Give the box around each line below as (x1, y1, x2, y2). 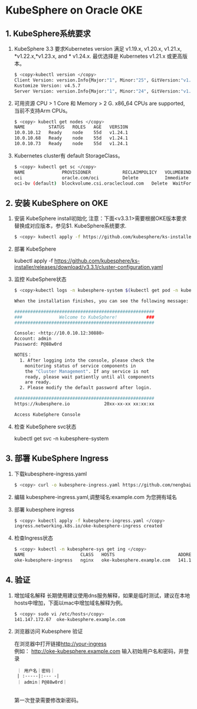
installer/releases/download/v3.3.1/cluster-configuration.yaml (14, 264, 163, 271)
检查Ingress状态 (14, 534, 54, 541)
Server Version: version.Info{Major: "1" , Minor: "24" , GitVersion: (14, 88, 181, 94)
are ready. (25, 379, 52, 385)
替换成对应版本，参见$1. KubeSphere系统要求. (14, 222, 127, 229)
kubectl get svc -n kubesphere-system (14, 435, 109, 442)
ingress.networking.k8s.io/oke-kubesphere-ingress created (14, 523, 163, 529)
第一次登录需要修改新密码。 (14, 697, 82, 704)
